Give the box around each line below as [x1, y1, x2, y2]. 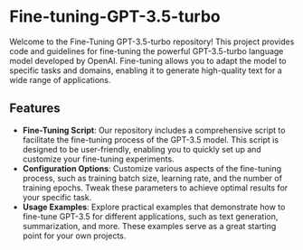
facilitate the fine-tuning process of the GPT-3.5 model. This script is [22, 134, 279, 145]
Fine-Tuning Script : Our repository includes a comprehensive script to [22, 125, 286, 135]
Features [9, 101, 61, 116]
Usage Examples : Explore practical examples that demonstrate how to [22, 201, 286, 212]
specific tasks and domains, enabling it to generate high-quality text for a [9, 65, 282, 76]
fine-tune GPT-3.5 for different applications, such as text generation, [22, 210, 279, 222]
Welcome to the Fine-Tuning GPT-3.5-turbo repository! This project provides [9, 36, 295, 47]
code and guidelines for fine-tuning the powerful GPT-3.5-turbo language [9, 45, 284, 56]
